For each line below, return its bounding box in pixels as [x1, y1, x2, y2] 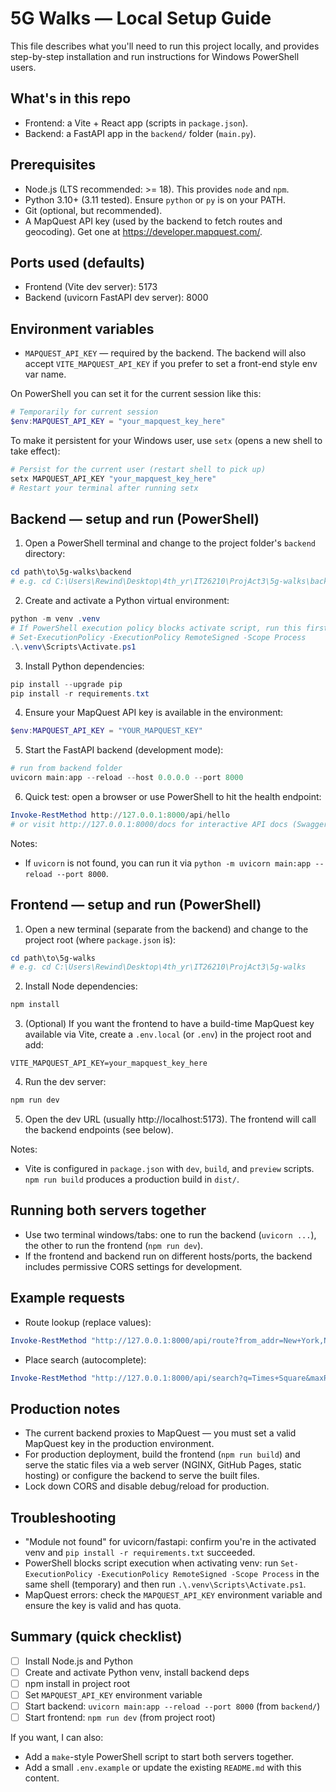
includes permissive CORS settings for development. [24, 1260, 243, 1272]
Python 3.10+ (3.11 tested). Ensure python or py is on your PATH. [24, 193, 286, 206]
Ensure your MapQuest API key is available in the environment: [24, 707, 284, 719]
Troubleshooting [10, 1509, 117, 1526]
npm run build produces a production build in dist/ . [24, 1173, 240, 1186]
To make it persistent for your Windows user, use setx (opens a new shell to [10, 434, 323, 446]
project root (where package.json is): [24, 933, 177, 946]
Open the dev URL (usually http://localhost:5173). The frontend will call [24, 1113, 317, 1126]
